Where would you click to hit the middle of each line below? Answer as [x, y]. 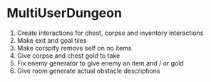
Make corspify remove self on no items [74, 48]
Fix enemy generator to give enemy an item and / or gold [101, 63]
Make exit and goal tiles [52, 40]
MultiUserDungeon [65, 13]
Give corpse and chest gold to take [68, 56]
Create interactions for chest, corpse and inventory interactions [110, 33]
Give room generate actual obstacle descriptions [88, 71]
